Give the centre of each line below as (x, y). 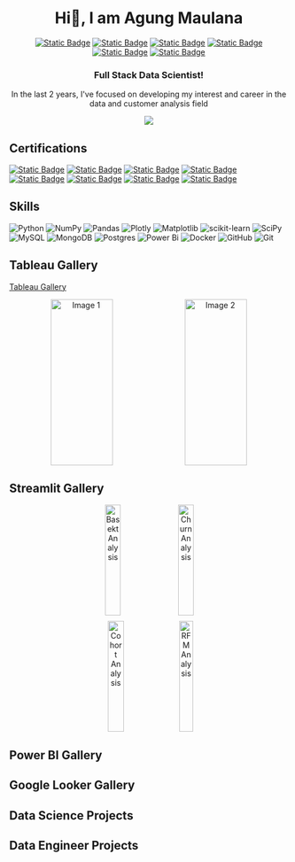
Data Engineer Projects (74, 846)
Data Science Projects (71, 815)
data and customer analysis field (149, 104)
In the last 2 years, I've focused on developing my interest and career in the (149, 94)
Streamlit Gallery (57, 489)
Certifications (48, 148)
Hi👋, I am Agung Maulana (149, 18)
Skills (24, 207)
